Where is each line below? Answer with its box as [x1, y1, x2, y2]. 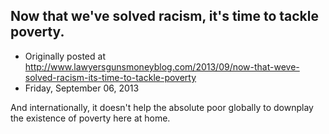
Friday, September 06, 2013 [24, 82, 140, 94]
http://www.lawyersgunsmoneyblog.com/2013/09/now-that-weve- [24, 60, 300, 73]
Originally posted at [24, 50, 106, 62]
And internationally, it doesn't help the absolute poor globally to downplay [10, 101, 314, 113]
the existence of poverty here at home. [10, 112, 171, 124]
